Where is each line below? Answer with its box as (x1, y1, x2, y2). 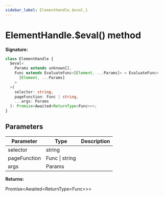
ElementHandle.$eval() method (5, 29, 142, 41)
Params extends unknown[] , (14, 66, 72, 71)
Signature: (5, 46, 28, 53)
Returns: (5, 176, 25, 182)
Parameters (5, 122, 43, 131)
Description (81, 137, 110, 144)
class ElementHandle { (5, 56, 54, 61)
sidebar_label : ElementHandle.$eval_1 (5, 7, 88, 13)
